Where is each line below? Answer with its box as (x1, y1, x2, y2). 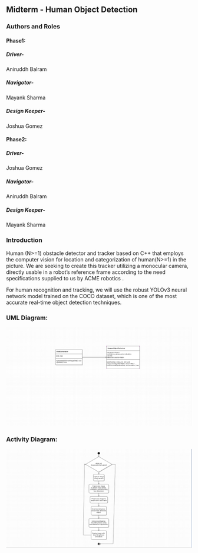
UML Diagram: (6, 313, 48, 322)
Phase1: (6, 37, 26, 44)
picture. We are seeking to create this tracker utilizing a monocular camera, (6, 262, 189, 269)
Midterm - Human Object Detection (6, 5, 138, 15)
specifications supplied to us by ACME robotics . (6, 274, 124, 282)
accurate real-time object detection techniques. (6, 299, 122, 306)
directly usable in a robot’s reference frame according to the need (6, 269, 166, 276)
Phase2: (6, 136, 27, 143)
